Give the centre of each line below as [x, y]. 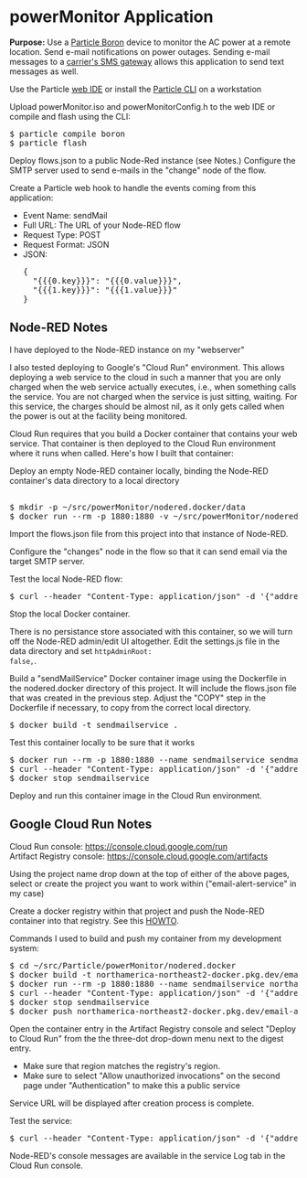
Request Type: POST [62, 234]
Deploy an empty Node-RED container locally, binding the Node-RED [139, 471]
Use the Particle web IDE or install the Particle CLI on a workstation [136, 89]
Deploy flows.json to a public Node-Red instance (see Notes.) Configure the [153, 160]
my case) [27, 893]
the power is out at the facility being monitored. [99, 416]
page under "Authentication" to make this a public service [131, 1085]
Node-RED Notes [58, 328]
